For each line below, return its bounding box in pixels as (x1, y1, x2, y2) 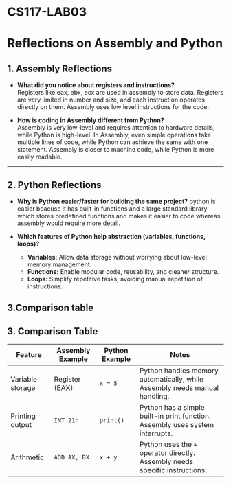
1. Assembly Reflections (7, 62, 112, 74)
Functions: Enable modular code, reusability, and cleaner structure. (27, 268, 219, 275)
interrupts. (140, 428, 173, 438)
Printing (10, 411, 36, 421)
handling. (140, 392, 170, 402)
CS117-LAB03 (7, 4, 87, 20)
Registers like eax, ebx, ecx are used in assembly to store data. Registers (16, 89, 224, 97)
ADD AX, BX (54, 454, 89, 461)
